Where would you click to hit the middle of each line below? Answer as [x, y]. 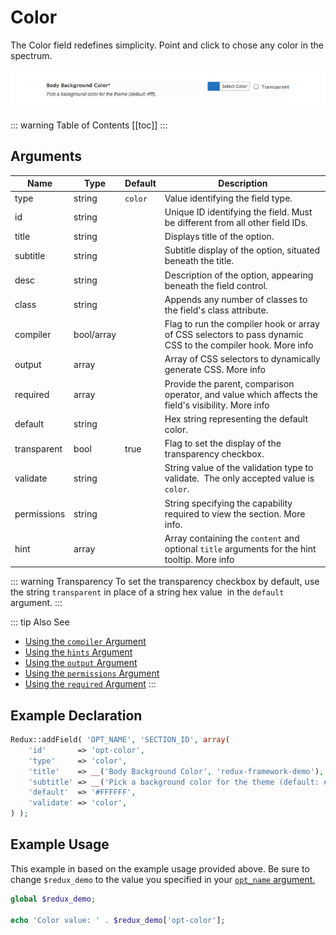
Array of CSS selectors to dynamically [242, 359]
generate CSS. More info [215, 370]
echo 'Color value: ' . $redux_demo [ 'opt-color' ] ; [118, 920]
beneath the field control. [216, 285]
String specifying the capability [228, 503]
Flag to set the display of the [223, 443]
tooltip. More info [199, 559]
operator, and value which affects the [241, 394]
